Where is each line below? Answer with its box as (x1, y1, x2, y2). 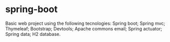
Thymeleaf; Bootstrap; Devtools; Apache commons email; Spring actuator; (5, 25, 162, 31)
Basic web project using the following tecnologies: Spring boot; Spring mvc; (5, 20, 165, 26)
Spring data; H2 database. (5, 31, 61, 37)
